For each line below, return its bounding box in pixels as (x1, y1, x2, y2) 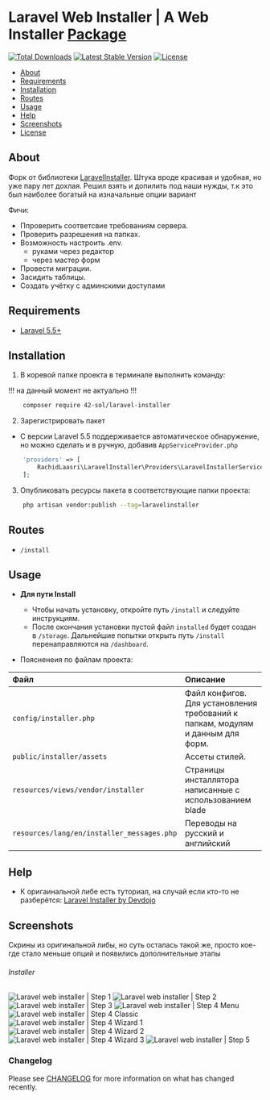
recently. (8, 1081, 38, 1092)
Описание (184, 674, 226, 685)
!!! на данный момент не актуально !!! (8, 385, 137, 395)
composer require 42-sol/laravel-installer (22, 402, 171, 410)
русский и (184, 827, 225, 839)
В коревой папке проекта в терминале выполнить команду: (19, 370, 226, 380)
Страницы (184, 765, 225, 776)
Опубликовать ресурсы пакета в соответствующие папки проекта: (19, 485, 251, 495)
